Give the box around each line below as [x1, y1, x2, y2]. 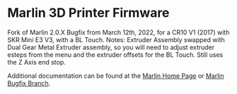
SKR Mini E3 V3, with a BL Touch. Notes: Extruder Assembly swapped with [7, 35, 225, 43]
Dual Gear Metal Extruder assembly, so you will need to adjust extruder [7, 43, 215, 51]
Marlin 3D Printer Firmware [7, 5, 170, 21]
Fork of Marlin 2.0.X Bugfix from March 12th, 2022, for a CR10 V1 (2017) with [7, 28, 230, 36]
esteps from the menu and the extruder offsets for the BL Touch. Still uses [7, 51, 224, 59]
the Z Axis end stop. [7, 58, 66, 66]
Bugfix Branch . [7, 79, 51, 87]
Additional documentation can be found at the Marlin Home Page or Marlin [7, 72, 224, 80]
